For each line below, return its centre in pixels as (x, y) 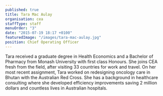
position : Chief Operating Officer (42, 42)
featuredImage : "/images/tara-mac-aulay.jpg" (53, 38)
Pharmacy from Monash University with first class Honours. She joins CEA (81, 61)
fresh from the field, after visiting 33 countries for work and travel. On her (81, 67)
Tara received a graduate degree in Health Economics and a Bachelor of (79, 56)
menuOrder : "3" (21, 28)
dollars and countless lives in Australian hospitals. (56, 88)
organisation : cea (24, 19)
